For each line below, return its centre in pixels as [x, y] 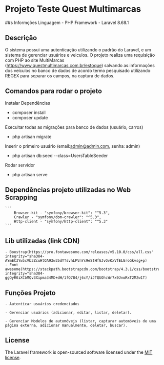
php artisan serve [30, 174]
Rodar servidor [20, 165]
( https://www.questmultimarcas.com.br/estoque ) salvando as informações [80, 65]
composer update [30, 117]
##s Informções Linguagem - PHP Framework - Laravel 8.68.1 [67, 23]
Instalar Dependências [28, 103]
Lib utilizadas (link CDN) [42, 241]
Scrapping [21, 197]
